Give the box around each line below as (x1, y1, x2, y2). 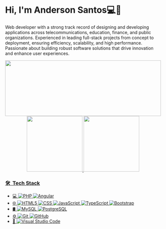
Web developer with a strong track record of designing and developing (5, 24, 149, 30)
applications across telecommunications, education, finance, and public (5, 29, 152, 35)
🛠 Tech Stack (5, 180, 41, 186)
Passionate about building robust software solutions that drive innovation (5, 45, 154, 51)
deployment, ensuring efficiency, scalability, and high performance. (5, 40, 142, 46)
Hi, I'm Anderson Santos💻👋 (5, 4, 122, 16)
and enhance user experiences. (5, 50, 70, 56)
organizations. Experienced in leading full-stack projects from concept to (5, 35, 154, 41)
